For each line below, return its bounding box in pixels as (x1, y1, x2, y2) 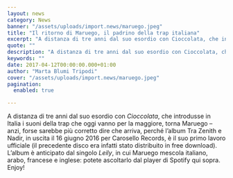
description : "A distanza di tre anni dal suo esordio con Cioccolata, (7, 49, 218, 56)
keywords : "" (7, 55, 45, 62)
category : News (7, 17, 51, 23)
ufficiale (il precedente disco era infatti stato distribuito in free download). (7, 141, 217, 150)
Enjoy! (7, 164, 26, 172)
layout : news (7, 10, 45, 17)
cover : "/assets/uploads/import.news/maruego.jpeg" (7, 74, 159, 81)
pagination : (7, 81, 42, 88)
